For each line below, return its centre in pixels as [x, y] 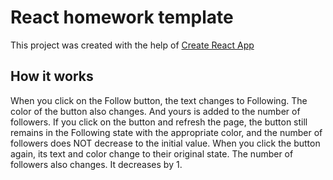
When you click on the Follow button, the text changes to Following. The [159, 100]
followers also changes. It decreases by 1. [96, 164]
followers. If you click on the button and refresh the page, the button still [159, 122]
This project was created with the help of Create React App [132, 45]
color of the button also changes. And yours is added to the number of [155, 111]
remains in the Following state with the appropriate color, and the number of [166, 132]
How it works [52, 76]
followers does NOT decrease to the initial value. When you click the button [165, 143]
